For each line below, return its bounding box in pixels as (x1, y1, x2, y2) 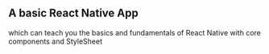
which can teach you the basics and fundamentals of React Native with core (8, 27, 262, 37)
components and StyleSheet (8, 36, 103, 46)
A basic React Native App (8, 6, 139, 20)
